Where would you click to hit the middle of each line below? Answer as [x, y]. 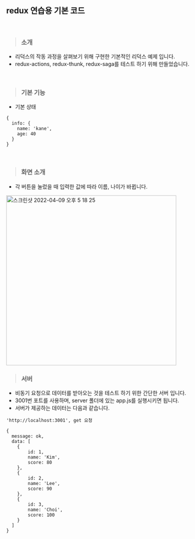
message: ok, [28, 436]
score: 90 [40, 489]
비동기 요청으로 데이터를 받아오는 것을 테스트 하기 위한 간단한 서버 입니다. [100, 393]
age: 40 [26, 134]
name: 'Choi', [45, 510]
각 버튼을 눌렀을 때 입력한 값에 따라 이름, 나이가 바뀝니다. [81, 186]
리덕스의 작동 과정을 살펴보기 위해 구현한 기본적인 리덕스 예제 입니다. [95, 56]
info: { [21, 124]
